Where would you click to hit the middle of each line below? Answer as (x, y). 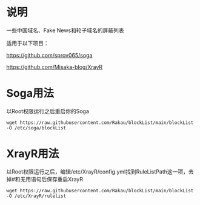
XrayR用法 (33, 154)
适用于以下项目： (28, 43)
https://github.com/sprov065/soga (49, 55)
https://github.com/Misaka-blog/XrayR (55, 67)
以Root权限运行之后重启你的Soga (48, 111)
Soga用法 (30, 93)
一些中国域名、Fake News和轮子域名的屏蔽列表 (65, 30)
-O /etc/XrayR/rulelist (36, 196)
